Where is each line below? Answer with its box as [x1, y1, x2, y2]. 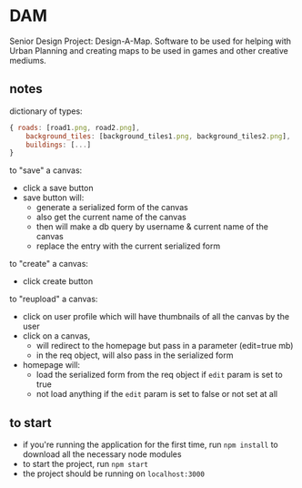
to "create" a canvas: [9, 259, 89, 269]
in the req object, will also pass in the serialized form [35, 350, 234, 361]
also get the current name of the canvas [35, 211, 186, 223]
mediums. [9, 55, 47, 66]
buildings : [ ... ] [25, 140, 92, 149]
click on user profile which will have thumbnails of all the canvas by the [22, 311, 289, 322]
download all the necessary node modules [22, 449, 182, 460]
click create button [22, 276, 94, 287]
